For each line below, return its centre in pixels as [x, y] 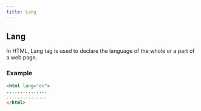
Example [19, 73]
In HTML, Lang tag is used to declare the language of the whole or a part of [101, 51]
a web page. [22, 58]
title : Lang [21, 12]
